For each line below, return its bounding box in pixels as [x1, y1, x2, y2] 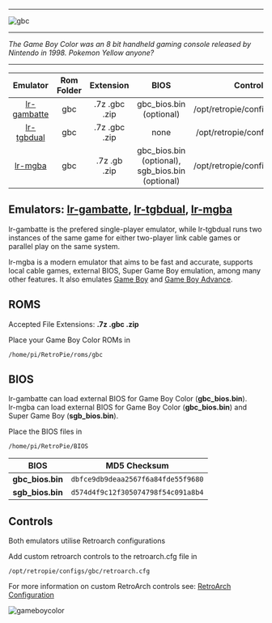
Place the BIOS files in [8, 426, 83, 437]
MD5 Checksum [105, 460, 169, 472]
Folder [56, 85, 83, 95]
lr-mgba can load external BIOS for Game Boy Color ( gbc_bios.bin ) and [8, 402, 247, 413]
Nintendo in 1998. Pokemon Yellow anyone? [8, 48, 155, 57]
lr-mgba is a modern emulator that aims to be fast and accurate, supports [8, 256, 253, 267]
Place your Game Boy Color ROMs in [8, 335, 131, 345]
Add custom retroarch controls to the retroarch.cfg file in [8, 552, 198, 562]
